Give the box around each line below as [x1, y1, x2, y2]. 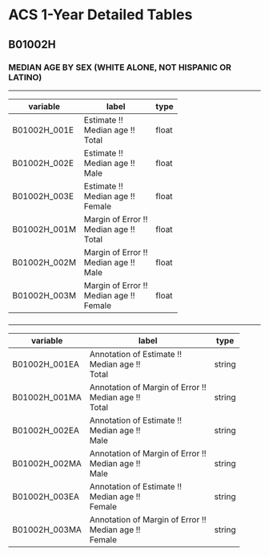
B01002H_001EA [12, 359, 80, 370]
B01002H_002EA [12, 424, 80, 436]
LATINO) [8, 71, 42, 83]
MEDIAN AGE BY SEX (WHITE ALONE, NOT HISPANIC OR [8, 62, 232, 73]
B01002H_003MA [12, 524, 82, 535]
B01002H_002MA [12, 457, 82, 469]
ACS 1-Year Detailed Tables [8, 6, 193, 24]
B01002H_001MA [12, 392, 82, 403]
